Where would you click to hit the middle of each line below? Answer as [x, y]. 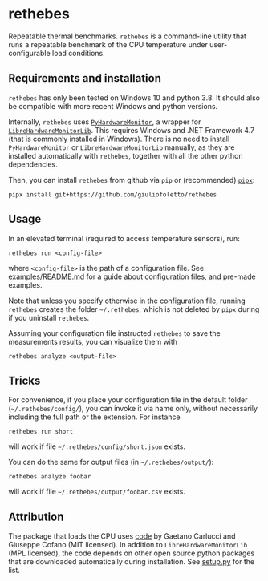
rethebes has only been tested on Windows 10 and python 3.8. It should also [134, 98]
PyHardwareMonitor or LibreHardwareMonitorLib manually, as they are [122, 147]
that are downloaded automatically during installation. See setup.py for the [132, 562]
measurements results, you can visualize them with [93, 341]
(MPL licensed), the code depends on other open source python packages [132, 553]
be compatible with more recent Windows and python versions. [113, 106]
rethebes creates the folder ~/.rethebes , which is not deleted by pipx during [134, 309]
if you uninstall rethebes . [49, 317]
